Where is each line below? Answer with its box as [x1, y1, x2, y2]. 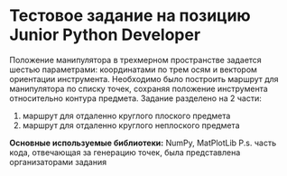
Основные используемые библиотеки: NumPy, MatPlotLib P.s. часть [9, 137, 277, 148]
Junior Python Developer [9, 24, 201, 45]
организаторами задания [9, 156, 106, 167]
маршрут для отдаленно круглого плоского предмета [22, 110, 231, 121]
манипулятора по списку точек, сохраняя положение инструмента [9, 83, 268, 94]
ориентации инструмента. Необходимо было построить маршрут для [9, 73, 279, 84]
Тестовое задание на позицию [9, 5, 251, 26]
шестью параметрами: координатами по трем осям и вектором [9, 64, 257, 75]
